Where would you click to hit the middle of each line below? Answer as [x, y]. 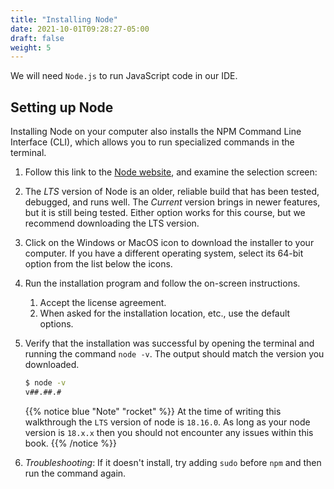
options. [56, 324]
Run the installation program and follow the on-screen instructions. [162, 283]
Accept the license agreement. [103, 303]
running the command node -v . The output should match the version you [174, 354]
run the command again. [75, 473]
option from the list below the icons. [98, 264]
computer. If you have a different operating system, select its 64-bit [164, 253]
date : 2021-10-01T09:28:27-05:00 [80, 29]
